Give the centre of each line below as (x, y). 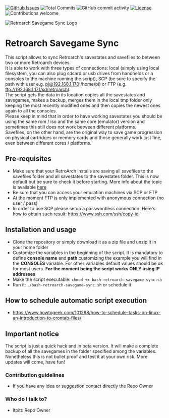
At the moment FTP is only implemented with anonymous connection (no (88, 198)
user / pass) (25, 203)
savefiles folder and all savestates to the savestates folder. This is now (86, 176)
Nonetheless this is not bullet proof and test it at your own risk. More (76, 357)
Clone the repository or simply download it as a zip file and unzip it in (84, 242)
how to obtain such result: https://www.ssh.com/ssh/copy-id (75, 214)
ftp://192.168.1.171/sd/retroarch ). (38, 89)
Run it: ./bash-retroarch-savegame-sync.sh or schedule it (72, 284)
